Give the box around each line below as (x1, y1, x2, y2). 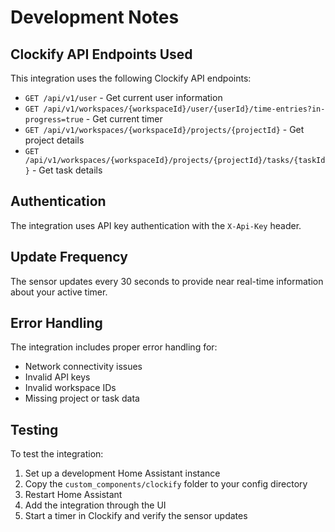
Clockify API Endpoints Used (10, 46, 193, 63)
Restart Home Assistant (24, 489, 123, 501)
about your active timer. (10, 286, 108, 298)
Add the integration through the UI (24, 499, 167, 511)
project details (24, 134, 85, 146)
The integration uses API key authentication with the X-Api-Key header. (10, 219, 302, 231)
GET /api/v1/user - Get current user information (24, 92, 223, 103)
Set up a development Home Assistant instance (24, 467, 221, 480)
